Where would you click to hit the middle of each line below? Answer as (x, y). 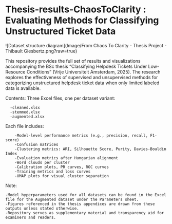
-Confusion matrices (36, 144)
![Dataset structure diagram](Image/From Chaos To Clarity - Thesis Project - (86, 45)
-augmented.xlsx (27, 117)
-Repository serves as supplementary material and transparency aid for (85, 213)
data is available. (23, 88)
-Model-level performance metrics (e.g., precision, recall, (81, 135)
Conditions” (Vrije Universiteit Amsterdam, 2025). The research (93, 72)
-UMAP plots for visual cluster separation (62, 176)
